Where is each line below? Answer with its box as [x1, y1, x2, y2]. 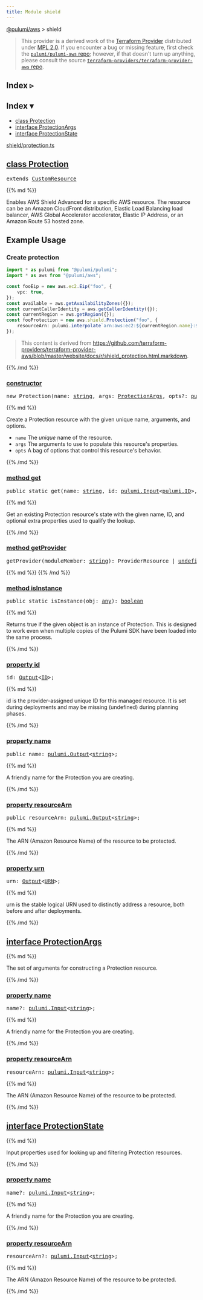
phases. [6, 710, 26, 717]
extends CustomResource [6, 175, 77, 182]
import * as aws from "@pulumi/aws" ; [6, 273, 101, 279]
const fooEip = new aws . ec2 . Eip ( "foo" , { [6, 284, 112, 290]
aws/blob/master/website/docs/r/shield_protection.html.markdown [21, 352, 187, 359]
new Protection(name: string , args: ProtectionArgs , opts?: [6, 393, 188, 400]
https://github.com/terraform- [92, 339, 167, 347]
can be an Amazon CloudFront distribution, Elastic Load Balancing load [6, 204, 183, 212]
